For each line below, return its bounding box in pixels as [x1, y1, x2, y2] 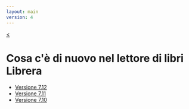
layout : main [6, 8, 39, 15]
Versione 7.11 [14, 90, 47, 97]
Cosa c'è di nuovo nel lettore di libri [6, 51, 184, 65]
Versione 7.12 [14, 84, 47, 91]
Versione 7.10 [14, 96, 48, 104]
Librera [6, 64, 42, 77]
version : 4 [6, 14, 33, 20]
